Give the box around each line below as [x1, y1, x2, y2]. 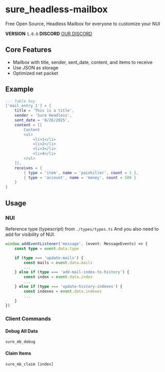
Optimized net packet [12, 70, 58, 76]
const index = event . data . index [24, 274, 93, 280]
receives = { [14, 165, 43, 171]
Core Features [5, 45, 52, 54]
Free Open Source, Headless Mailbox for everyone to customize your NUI [5, 21, 160, 27]
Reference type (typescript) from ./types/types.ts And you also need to [5, 226, 159, 232]
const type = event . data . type [14, 246, 79, 251]
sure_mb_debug [5, 339, 36, 345]
